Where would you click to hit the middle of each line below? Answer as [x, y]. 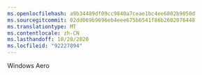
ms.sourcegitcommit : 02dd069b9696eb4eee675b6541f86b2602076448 [101, 20]
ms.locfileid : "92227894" [45, 46]
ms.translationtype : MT [42, 26]
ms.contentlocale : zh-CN [43, 33]
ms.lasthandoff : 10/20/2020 [48, 40]
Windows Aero [29, 66]
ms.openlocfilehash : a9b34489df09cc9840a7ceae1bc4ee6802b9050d [101, 14]
